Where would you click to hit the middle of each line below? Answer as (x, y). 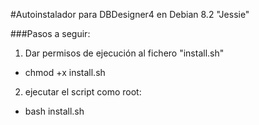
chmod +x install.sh (65, 72)
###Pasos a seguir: (50, 33)
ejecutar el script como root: (83, 92)
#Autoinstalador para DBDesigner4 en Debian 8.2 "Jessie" (130, 14)
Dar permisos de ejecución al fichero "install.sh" (124, 53)
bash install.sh (54, 111)
